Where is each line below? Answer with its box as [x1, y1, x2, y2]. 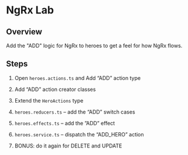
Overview [6, 27, 43, 37]
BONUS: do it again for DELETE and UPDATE [14, 142, 122, 149]
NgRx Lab [6, 3, 54, 17]
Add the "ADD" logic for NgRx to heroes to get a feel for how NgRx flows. [6, 42, 183, 49]
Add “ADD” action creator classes [14, 86, 96, 93]
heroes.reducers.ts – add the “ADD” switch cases [14, 108, 136, 115]
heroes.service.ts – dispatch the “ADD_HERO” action [14, 131, 145, 138]
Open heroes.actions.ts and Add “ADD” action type [14, 74, 141, 82]
